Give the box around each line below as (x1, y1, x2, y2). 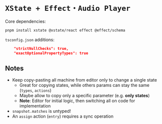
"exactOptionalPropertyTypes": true (14, 51, 89, 56)
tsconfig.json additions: (5, 37, 55, 42)
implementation (19, 103, 51, 109)
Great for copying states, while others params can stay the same (19, 83, 150, 88)
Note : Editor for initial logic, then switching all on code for (19, 98, 135, 104)
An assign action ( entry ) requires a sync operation (12, 113, 114, 119)
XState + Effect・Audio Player (5, 4, 131, 13)
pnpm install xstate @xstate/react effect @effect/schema (5, 28, 125, 33)
